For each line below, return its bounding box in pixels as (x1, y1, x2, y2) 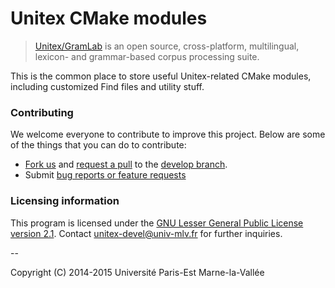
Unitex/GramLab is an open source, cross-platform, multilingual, (34, 40, 300, 52)
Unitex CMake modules (10, 7, 208, 30)
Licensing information (10, 194, 120, 208)
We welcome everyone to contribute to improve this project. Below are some (10, 128, 326, 141)
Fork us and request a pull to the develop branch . (24, 158, 228, 171)
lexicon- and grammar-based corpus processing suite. (34, 50, 260, 62)
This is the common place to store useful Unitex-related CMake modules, (10, 70, 312, 82)
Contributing (10, 105, 74, 119)
